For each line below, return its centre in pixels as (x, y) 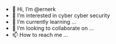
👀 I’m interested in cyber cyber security (61, 15)
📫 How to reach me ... (40, 35)
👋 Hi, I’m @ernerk (34, 9)
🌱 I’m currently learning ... (44, 22)
